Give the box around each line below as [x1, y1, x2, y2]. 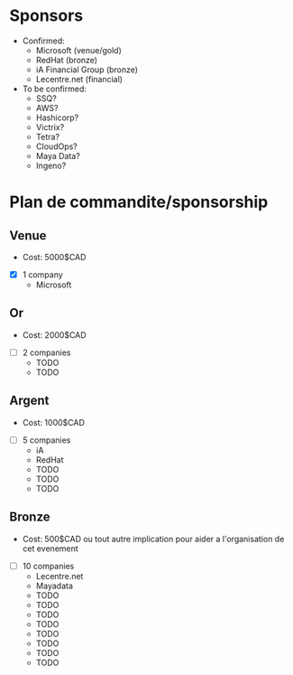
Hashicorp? [35, 112, 79, 123]
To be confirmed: [22, 83, 87, 94]
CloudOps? [35, 141, 78, 152]
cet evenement [22, 543, 78, 554]
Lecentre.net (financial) [35, 73, 124, 84]
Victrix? [35, 121, 65, 132]
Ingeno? [35, 160, 67, 171]
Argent [9, 393, 50, 408]
